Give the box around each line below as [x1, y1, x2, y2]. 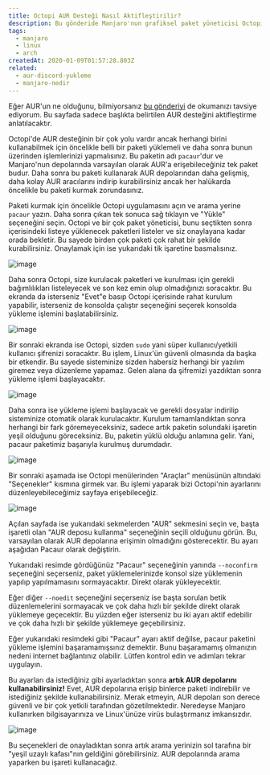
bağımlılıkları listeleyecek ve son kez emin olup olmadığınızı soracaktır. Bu [8, 283, 252, 293]
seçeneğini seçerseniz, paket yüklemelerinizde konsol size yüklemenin [8, 568, 243, 578]
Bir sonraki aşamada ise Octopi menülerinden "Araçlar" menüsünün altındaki [8, 470, 261, 480]
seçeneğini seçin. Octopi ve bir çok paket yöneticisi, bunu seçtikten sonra [8, 218, 252, 228]
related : [8, 64, 38, 72]
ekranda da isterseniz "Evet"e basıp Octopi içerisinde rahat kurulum [8, 291, 233, 301]
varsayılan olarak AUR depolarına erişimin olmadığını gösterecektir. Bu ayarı [8, 535, 259, 545]
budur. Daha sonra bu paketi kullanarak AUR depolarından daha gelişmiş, [8, 168, 250, 178]
